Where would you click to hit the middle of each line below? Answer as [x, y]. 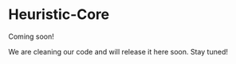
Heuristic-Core [59, 15]
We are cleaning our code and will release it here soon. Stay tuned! [118, 51]
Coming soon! [31, 36]
